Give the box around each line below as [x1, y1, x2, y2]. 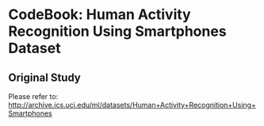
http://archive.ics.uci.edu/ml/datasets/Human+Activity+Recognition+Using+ [8, 101, 256, 109]
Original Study [8, 71, 82, 84]
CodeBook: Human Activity [8, 6, 192, 24]
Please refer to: [8, 92, 59, 101]
